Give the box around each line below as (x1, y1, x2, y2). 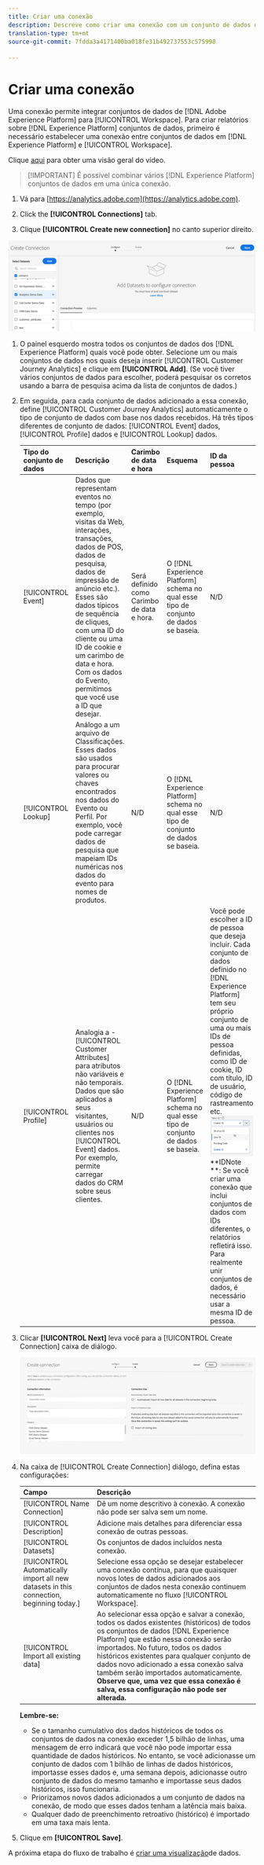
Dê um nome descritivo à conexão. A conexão (97, 1499, 245, 1509)
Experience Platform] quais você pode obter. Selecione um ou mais (19, 348, 238, 357)
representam (75, 484, 117, 493)
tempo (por (75, 500, 112, 509)
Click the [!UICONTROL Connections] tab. (19, 209, 158, 219)
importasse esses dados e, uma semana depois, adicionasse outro (31, 1768, 247, 1777)
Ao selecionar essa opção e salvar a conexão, (97, 1609, 245, 1619)
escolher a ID (209, 914, 253, 924)
